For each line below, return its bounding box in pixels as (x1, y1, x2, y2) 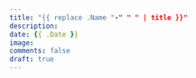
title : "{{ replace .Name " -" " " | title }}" (9, 13, 188, 22)
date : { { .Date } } (9, 30, 79, 39)
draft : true (9, 55, 54, 64)
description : (9, 22, 59, 30)
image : (9, 38, 34, 48)
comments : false (9, 47, 70, 56)
